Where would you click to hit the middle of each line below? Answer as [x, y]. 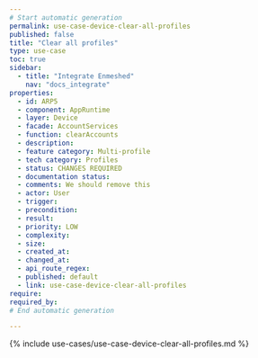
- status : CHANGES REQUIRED [70, 168]
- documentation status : [64, 176]
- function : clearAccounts [68, 135]
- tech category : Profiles [68, 160]
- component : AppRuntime [64, 110]
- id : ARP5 [38, 101]
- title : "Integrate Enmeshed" [76, 76]
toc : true [28, 59]
